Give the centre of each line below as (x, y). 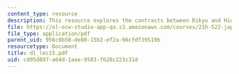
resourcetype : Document (43, 47)
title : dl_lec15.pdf (38, 54)
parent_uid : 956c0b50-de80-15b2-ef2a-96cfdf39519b (84, 40)
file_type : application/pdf (49, 33)
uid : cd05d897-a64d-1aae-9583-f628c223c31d (73, 60)
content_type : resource (43, 14)
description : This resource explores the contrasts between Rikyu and (114, 20)
